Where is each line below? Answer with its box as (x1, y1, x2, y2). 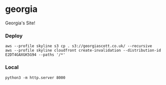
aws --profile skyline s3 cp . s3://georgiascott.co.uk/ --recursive (5, 44, 153, 49)
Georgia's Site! (5, 20, 36, 26)
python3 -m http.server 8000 (5, 75, 66, 80)
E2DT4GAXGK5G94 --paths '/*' (5, 52, 66, 58)
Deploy (5, 32, 23, 39)
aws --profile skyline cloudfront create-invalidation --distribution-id (5, 48, 162, 53)
